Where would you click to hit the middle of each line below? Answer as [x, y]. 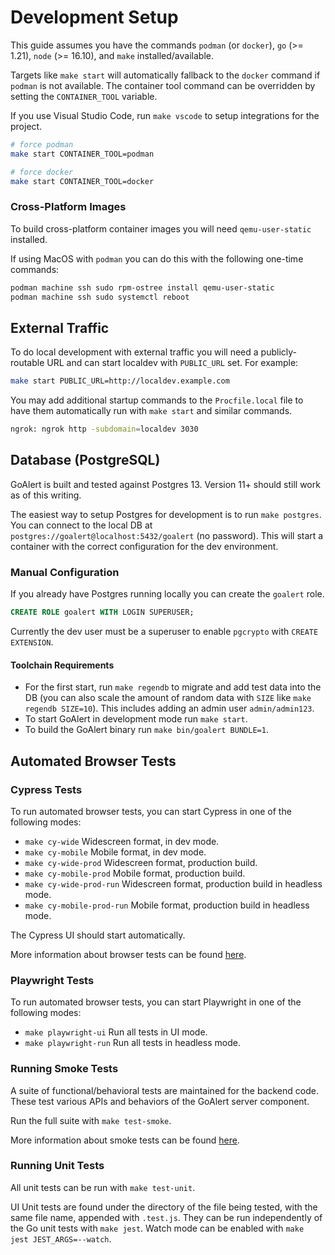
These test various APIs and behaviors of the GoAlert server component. [160, 1101]
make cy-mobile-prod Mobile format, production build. [135, 873]
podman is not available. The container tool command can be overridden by [163, 85]
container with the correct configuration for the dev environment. [144, 546]
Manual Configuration [65, 572]
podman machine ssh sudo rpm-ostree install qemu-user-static [142, 287]
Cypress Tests [46, 789]
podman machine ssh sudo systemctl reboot [100, 297]
